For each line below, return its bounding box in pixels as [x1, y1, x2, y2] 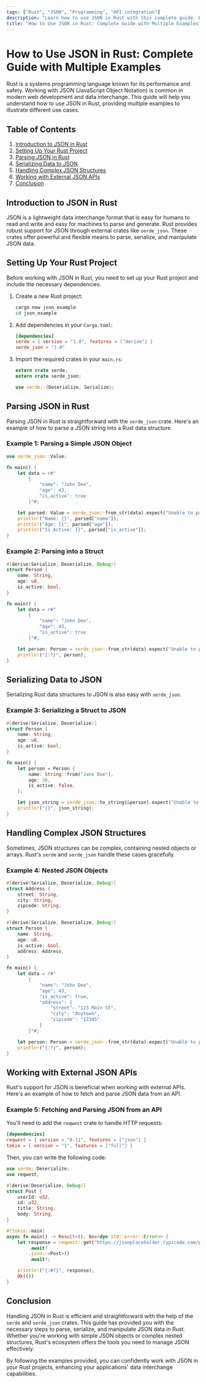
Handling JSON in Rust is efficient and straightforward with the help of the [6, 1312, 194, 1320]
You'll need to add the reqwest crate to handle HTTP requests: [6, 1119, 163, 1127]
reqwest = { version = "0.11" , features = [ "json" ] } [6, 1137, 147, 1143]
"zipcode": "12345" [50, 1016, 100, 1023]
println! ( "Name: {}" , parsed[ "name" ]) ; [17, 515, 120, 522]
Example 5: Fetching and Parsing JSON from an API [6, 1105, 162, 1114]
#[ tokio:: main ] [6, 1228, 45, 1234]
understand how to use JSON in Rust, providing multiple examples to [6, 100, 180, 108]
